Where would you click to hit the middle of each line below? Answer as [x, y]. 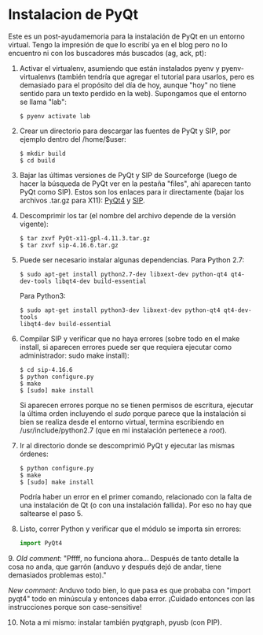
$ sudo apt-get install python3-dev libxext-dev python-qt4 [120, 310]
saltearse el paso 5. [51, 513]
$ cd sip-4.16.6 [46, 369]
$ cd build [37, 160]
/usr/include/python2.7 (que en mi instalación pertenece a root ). [123, 430]
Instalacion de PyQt [73, 15]
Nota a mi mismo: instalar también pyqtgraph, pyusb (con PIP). [121, 622]
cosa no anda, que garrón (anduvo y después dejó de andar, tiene [115, 566]
